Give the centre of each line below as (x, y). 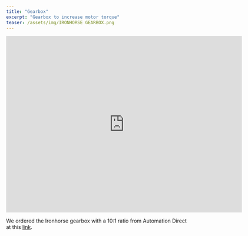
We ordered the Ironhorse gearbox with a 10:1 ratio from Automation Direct (97, 221)
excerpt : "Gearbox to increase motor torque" (63, 17)
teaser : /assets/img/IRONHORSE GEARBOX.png (60, 22)
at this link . (19, 227)
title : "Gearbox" (27, 11)
